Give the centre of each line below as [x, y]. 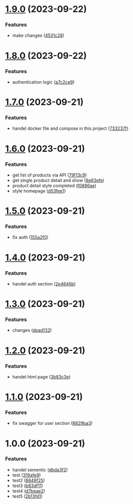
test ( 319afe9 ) [26, 475]
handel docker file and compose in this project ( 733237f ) [70, 128]
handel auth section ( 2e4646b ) [44, 284]
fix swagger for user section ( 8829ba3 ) [52, 423]
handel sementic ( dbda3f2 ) [40, 470]
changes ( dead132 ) [32, 330]
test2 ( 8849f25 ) [29, 480]
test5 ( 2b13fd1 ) [27, 496]
